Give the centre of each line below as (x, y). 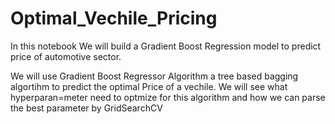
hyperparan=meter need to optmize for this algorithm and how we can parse (168, 97)
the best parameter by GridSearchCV (86, 108)
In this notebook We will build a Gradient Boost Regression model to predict (166, 46)
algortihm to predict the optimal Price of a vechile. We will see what (149, 86)
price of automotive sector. (66, 56)
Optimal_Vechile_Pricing (114, 18)
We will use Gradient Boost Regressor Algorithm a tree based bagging (154, 76)
